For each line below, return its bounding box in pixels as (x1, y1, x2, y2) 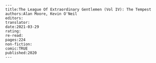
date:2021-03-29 (5, 24, 39, 29)
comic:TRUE (5, 46, 28, 51)
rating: (5, 29, 22, 34)
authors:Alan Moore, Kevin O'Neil (5, 11, 78, 16)
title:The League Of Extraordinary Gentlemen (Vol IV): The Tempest (5, 7, 151, 12)
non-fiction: (5, 42, 33, 47)
